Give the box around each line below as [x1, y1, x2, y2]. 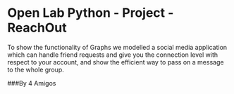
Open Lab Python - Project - [7, 5, 174, 21]
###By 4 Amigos [7, 79, 56, 87]
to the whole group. [7, 65, 65, 74]
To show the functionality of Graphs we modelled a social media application [7, 43, 228, 51]
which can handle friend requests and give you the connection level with [7, 51, 218, 59]
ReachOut [7, 20, 67, 36]
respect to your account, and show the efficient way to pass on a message [7, 58, 224, 66]
